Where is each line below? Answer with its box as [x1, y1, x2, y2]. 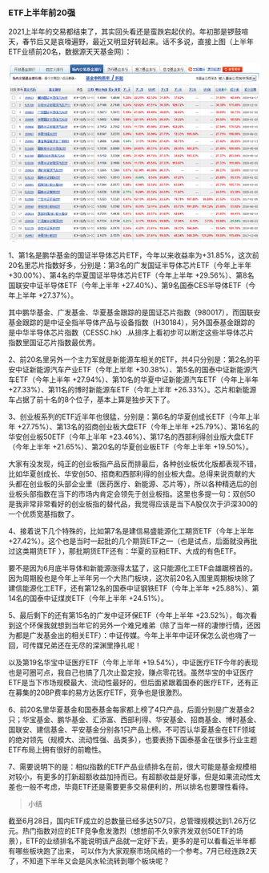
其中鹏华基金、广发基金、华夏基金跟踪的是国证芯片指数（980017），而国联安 [8, 307, 261, 317]
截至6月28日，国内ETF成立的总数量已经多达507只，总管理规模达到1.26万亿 [8, 816, 257, 826]
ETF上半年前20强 [8, 6, 76, 18]
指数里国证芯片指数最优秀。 [8, 337, 100, 347]
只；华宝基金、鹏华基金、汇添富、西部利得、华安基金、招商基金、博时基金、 [8, 714, 261, 724]
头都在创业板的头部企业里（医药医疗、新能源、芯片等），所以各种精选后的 [8, 479, 251, 489]
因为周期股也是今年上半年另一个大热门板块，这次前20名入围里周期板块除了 [8, 573, 256, 583]
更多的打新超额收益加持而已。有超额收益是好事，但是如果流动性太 [42, 772, 261, 782]
